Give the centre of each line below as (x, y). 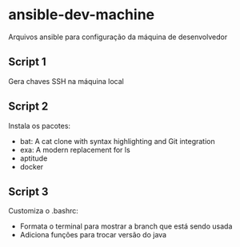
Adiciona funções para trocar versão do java (93, 235)
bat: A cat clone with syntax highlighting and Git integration (118, 141)
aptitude (34, 158)
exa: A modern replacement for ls (75, 149)
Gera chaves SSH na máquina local (66, 81)
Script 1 (27, 62)
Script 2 (28, 107)
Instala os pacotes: (39, 125)
